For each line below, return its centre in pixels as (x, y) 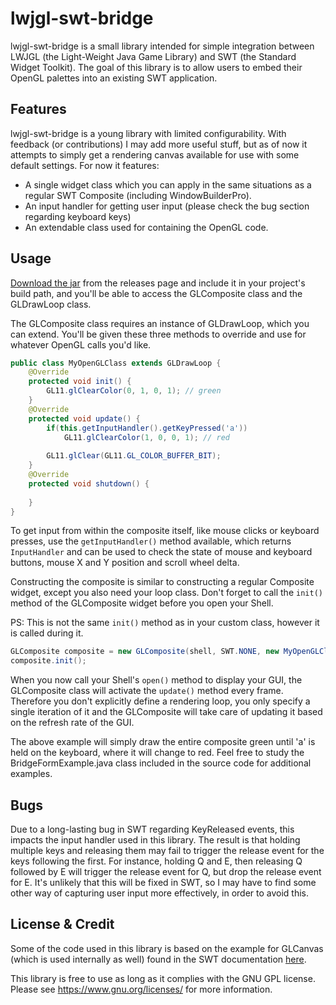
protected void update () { (84, 418)
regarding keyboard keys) (78, 216)
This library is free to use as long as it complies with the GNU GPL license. (163, 978)
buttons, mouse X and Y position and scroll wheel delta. (125, 563)
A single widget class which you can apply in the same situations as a (168, 184)
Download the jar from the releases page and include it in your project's (158, 283)
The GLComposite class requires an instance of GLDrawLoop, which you (160, 323)
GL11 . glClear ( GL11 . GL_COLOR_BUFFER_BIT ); (134, 456)
